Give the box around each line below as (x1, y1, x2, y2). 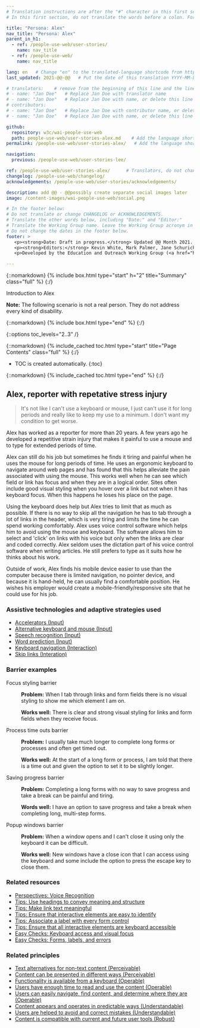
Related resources (6, 878, 61, 887)
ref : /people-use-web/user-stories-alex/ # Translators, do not (6, 168, 183, 174)
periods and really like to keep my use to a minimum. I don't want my (20, 411, 189, 418)
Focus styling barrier (6, 679, 57, 686)
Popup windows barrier (6, 821, 64, 828)
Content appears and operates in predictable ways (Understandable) (14, 1003, 184, 1010)
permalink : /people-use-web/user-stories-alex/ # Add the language (6, 141, 183, 147)
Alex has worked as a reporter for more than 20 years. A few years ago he (6, 429, 188, 436)
